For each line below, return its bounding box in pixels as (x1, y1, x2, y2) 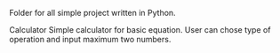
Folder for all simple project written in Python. (9, 8, 176, 18)
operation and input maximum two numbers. (9, 34, 172, 44)
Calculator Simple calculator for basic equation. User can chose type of (9, 25, 271, 34)
